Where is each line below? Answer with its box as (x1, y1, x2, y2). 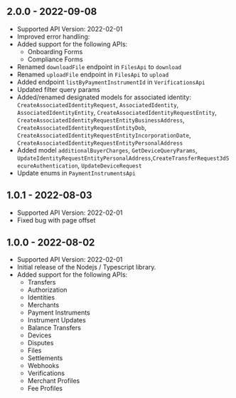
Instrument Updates (27, 316, 86, 325)
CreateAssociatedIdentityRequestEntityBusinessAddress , (16, 116, 186, 124)
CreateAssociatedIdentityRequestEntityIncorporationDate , (16, 131, 191, 139)
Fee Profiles (27, 384, 63, 393)
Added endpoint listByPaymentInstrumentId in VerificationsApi (16, 78, 205, 86)
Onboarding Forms (27, 47, 83, 56)
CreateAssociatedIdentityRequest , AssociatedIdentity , (16, 100, 179, 109)
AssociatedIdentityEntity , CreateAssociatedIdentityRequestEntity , (16, 108, 218, 116)
